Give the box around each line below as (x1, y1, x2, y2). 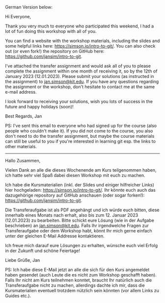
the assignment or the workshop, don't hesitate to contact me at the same (5, 84, 155, 90)
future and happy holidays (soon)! (5, 104, 74, 109)
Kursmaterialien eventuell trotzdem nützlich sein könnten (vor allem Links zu (5, 288, 160, 293)
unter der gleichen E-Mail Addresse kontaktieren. (5, 233, 105, 239)
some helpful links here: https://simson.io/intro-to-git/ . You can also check (5, 43, 156, 49)
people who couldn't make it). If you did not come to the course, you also (5, 128, 153, 134)
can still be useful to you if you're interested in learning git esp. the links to (5, 138, 156, 144)
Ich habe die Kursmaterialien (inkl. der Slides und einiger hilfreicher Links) (5, 182, 155, 188)
